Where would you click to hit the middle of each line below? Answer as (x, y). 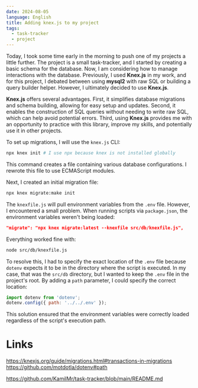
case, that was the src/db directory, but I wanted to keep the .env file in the (98, 274)
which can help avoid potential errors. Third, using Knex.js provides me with (99, 118)
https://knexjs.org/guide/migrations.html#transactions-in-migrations (89, 361)
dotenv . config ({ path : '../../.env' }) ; (57, 303)
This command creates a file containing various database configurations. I (97, 164)
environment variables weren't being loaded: (61, 217)
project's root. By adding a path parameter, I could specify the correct (91, 280)
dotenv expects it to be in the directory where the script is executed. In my (96, 268)
